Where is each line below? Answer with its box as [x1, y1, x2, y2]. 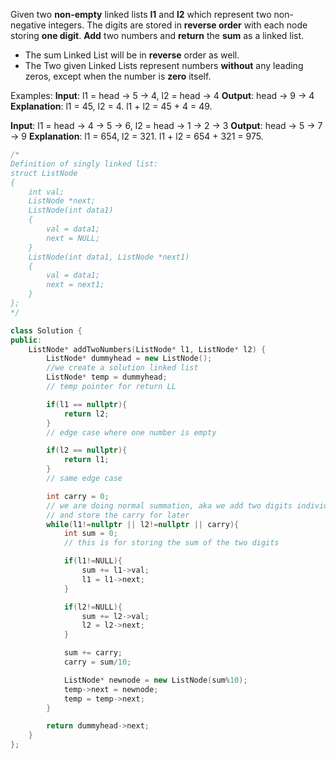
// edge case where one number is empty [46, 427, 217, 438]
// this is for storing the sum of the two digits [63, 538, 280, 548]
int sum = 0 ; [63, 529, 118, 539]
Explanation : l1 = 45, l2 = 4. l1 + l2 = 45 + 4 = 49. [10, 100, 213, 112]
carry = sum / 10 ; [63, 657, 132, 667]
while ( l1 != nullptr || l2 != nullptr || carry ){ [46, 519, 240, 529]
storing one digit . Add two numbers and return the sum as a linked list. [10, 30, 305, 41]
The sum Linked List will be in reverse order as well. [24, 49, 240, 61]
